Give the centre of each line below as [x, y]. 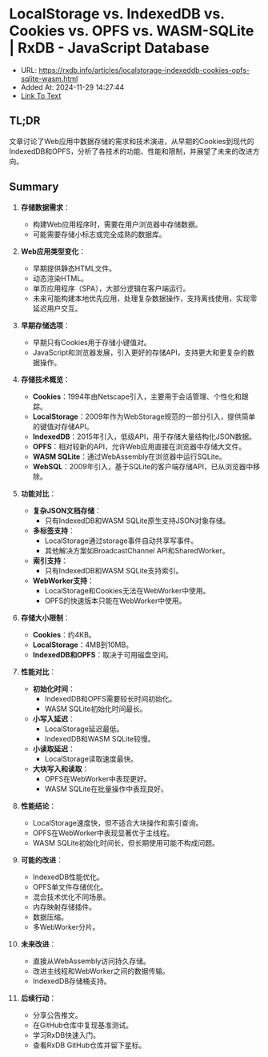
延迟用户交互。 [57, 308]
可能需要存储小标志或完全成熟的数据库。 [99, 234]
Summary [34, 187]
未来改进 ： [38, 944]
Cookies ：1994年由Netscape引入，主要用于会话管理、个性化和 [137, 396]
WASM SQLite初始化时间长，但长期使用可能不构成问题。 [126, 842]
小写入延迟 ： [54, 718]
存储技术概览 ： [45, 379]
